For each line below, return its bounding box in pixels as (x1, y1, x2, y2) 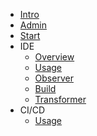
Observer (34, 72, 74, 84)
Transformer (34, 94, 87, 105)
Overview (34, 51, 75, 63)
